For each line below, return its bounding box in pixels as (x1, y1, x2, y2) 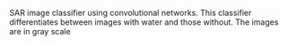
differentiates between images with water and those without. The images (9, 17, 279, 27)
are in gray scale (9, 26, 71, 36)
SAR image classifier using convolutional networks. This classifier (9, 8, 252, 18)
